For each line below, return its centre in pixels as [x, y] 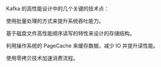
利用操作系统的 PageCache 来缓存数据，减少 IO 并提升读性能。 [82, 46]
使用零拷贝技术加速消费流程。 [42, 58]
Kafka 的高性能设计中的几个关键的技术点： [58, 8]
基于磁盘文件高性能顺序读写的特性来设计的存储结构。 [71, 33]
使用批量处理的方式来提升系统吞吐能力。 [55, 21]
